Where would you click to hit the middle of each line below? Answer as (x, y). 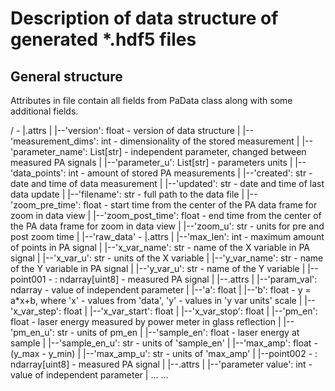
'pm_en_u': (32, 332)
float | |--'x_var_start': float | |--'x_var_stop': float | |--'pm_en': (190, 311)
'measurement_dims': (54, 141)
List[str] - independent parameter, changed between (198, 151)
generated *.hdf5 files (103, 39)
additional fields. (44, 111)
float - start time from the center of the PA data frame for (200, 205)
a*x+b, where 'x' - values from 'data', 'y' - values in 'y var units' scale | (156, 300)
